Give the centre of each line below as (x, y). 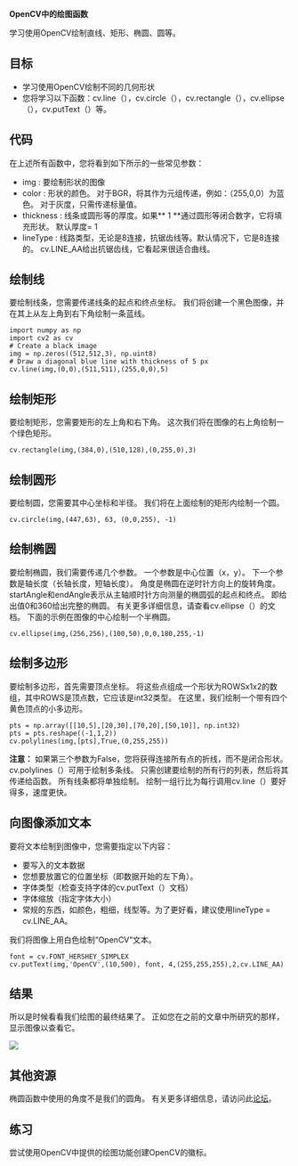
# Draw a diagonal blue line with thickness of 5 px (109, 362)
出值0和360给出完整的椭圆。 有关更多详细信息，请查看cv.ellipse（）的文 (142, 606)
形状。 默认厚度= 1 (64, 226)
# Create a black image (53, 347)
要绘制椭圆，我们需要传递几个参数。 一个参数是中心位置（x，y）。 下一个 (142, 572)
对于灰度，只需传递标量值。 (91, 204)
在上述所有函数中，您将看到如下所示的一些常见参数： (107, 163)
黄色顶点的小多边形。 (48, 708)
